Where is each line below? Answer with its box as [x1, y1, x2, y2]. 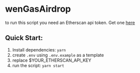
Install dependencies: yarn [12, 47, 66, 52]
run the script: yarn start [12, 62, 65, 68]
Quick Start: [5, 34, 43, 42]
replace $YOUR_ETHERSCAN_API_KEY [12, 57, 92, 63]
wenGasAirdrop [5, 3, 71, 15]
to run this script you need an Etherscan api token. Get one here [5, 20, 135, 25]
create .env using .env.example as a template [12, 52, 105, 58]
